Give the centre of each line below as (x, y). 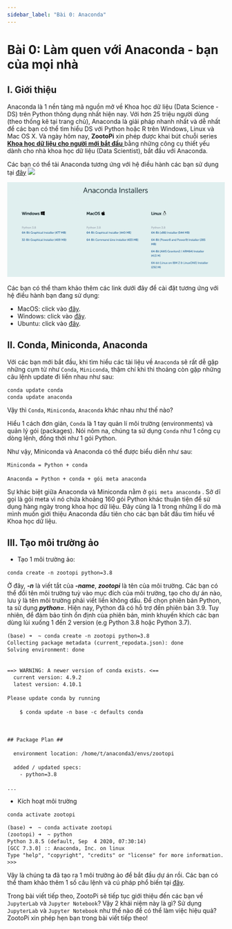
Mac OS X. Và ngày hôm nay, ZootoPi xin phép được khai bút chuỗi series (112, 136)
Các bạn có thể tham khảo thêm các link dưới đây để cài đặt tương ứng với (113, 288)
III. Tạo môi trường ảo (53, 543)
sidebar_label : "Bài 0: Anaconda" (57, 15)
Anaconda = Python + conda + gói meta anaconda (77, 479)
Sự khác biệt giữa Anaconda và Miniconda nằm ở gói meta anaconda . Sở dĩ (114, 491)
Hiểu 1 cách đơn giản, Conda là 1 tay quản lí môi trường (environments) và (110, 423)
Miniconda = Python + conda (48, 465)
